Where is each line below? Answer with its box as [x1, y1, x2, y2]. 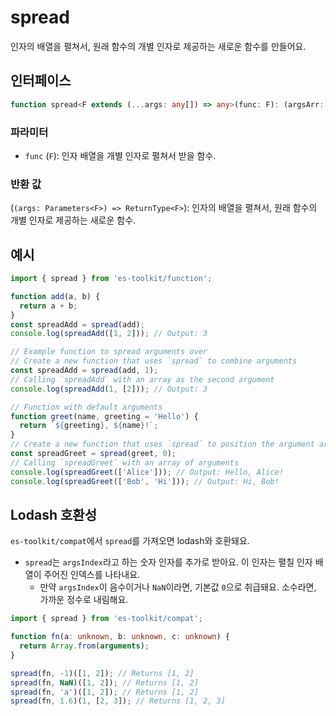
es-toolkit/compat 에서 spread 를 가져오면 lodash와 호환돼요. [10, 535, 250, 547]
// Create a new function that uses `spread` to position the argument [10, 439, 315, 450]
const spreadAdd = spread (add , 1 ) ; [10, 366, 159, 376]
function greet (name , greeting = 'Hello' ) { [10, 411, 199, 421]
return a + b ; [19, 301, 78, 311]
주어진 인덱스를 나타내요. [43, 569, 141, 581]
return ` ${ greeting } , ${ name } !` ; [19, 421, 159, 431]
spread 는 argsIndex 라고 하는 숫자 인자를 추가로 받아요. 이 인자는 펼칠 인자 [24, 556, 313, 568]
